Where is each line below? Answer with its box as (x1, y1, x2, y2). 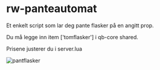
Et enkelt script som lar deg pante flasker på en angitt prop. (6, 22, 154, 29)
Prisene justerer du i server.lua (6, 45, 83, 52)
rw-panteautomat (6, 2, 97, 16)
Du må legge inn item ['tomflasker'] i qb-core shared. (6, 33, 139, 40)
